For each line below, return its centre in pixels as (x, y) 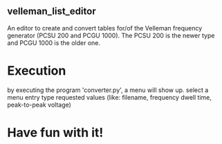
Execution (37, 71)
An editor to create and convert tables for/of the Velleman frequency (105, 28)
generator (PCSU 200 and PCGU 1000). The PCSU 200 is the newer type (111, 35)
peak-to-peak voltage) (39, 105)
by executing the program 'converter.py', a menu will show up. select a (108, 90)
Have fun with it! (55, 133)
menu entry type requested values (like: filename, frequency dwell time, (110, 97)
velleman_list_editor (52, 11)
